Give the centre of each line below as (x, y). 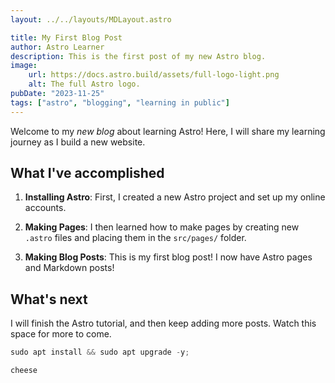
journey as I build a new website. (78, 142)
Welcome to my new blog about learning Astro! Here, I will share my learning (168, 131)
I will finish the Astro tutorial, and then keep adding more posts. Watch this (163, 323)
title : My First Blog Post (66, 37)
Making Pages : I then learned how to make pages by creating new (162, 227)
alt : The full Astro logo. (84, 84)
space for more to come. (61, 334)
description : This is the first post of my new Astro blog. (138, 56)
